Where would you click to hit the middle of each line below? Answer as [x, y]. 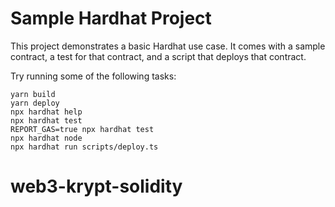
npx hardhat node [46, 138]
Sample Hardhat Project [111, 18]
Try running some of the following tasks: [93, 76]
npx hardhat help [46, 112]
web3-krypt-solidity [96, 186]
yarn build [33, 94]
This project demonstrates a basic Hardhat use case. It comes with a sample [168, 46]
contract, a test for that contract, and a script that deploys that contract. [158, 56]
